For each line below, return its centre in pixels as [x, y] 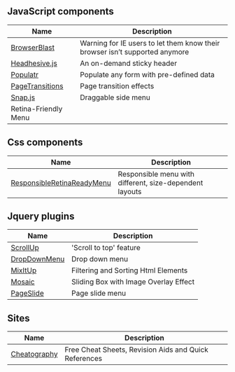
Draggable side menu [115, 97]
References [84, 359]
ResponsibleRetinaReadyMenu [61, 183]
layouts [130, 191]
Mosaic [23, 282]
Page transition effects [117, 85]
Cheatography [34, 354]
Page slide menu [99, 294]
